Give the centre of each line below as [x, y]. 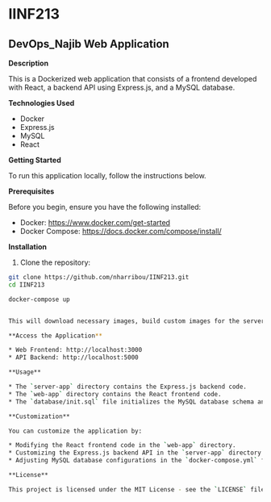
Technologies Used [42, 103]
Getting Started [35, 160]
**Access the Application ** [56, 336]
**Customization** [39, 416]
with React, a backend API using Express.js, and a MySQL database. [122, 87]
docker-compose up [39, 299]
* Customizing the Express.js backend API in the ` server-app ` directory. [137, 453]
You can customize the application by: [75, 431]
